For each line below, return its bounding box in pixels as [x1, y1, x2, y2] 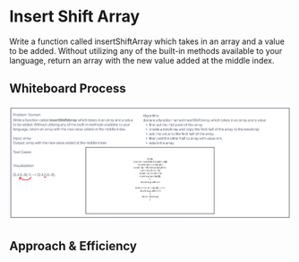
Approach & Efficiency [9, 239, 137, 254]
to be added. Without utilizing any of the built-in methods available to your [9, 45, 283, 56]
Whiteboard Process [9, 81, 127, 96]
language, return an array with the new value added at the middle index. [9, 55, 275, 65]
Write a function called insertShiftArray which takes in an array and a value [9, 36, 285, 47]
